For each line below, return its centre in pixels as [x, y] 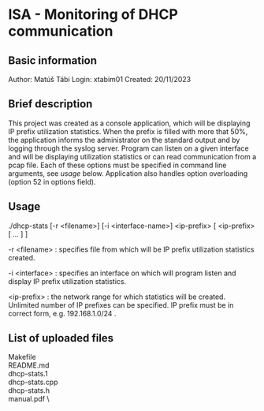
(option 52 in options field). [52, 181]
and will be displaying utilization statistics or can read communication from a [132, 156]
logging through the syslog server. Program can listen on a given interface [129, 148]
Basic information [52, 60]
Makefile [22, 357]
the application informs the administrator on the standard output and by [124, 140]
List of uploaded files [61, 338]
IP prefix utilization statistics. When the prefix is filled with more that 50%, [128, 131]
